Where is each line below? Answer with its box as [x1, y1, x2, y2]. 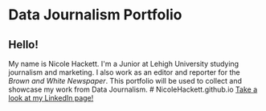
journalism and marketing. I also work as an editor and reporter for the [8, 68, 240, 77]
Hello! [8, 38, 39, 51]
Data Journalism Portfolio [8, 6, 182, 24]
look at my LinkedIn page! [8, 93, 94, 102]
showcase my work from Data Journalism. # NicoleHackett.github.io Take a [8, 84, 258, 94]
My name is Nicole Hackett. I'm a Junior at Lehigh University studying [8, 59, 239, 68]
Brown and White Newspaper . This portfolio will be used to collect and [8, 76, 243, 85]
